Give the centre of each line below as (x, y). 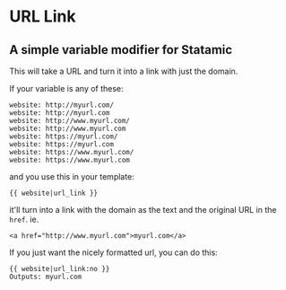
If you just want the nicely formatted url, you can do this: (113, 252)
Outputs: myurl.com (46, 277)
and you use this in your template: (72, 176)
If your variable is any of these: (66, 88)
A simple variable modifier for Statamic (121, 50)
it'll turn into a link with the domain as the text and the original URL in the (143, 210)
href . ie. (24, 219)
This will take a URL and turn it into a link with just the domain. (124, 71)
